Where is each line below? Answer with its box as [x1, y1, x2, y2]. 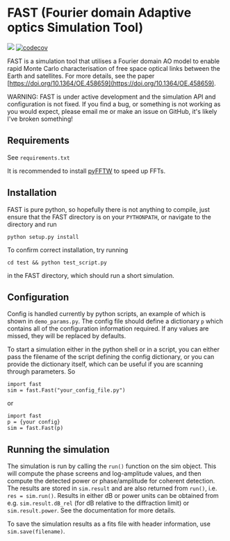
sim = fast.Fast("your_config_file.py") [7, 387, 126, 394]
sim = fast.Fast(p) [7, 425, 64, 432]
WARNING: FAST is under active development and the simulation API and [7, 92, 216, 101]
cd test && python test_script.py [7, 259, 108, 266]
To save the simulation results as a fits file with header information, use [7, 519, 211, 528]
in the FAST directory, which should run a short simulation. [7, 271, 175, 279]
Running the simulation [7, 443, 110, 456]
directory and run [7, 220, 57, 228]
